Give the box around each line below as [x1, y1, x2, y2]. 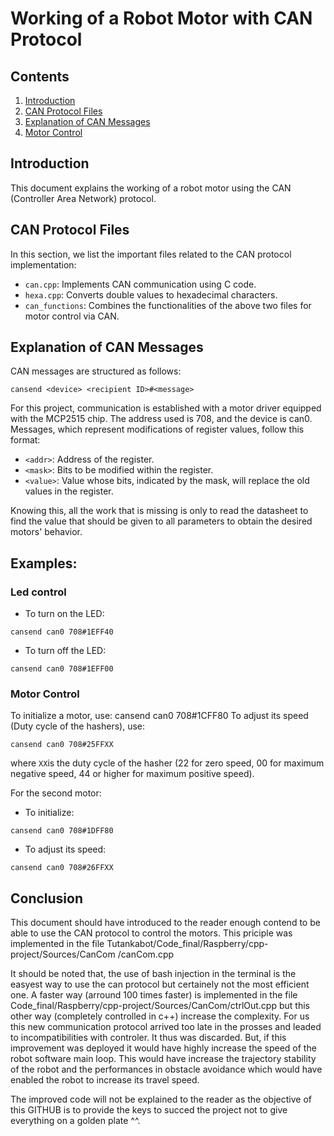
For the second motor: [10, 787, 102, 799]
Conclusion [10, 890, 84, 907]
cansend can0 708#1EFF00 [10, 664, 114, 674]
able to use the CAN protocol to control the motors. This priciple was [10, 927, 293, 939]
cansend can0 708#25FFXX [10, 740, 114, 750]
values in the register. [24, 485, 114, 497]
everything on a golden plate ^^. [10, 1115, 141, 1127]
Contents [10, 68, 70, 85]
